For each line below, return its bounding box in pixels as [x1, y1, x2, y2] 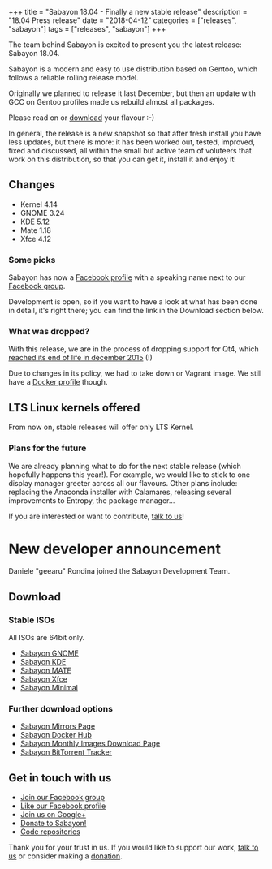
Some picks [8, 254, 56, 265]
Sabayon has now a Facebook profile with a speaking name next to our [8, 273, 246, 282]
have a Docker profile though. [8, 377, 108, 387]
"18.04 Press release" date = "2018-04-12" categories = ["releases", [8, 15, 237, 25]
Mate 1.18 [19, 225, 51, 234]
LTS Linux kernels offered [8, 401, 140, 415]
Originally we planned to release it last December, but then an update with [8, 88, 256, 98]
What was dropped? [8, 326, 90, 338]
